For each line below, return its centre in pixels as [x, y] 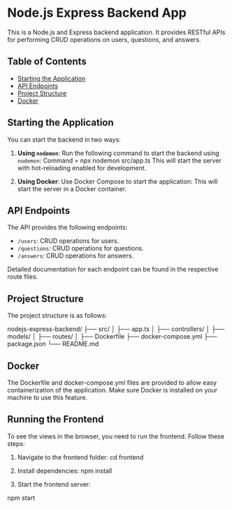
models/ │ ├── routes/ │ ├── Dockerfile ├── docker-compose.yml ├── [112, 337]
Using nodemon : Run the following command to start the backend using [118, 153]
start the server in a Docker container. [72, 189]
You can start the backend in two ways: [64, 139]
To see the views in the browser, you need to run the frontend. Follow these [116, 436]
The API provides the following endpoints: [67, 228]
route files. [23, 276]
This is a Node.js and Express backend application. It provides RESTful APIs [116, 32]
